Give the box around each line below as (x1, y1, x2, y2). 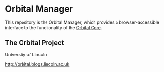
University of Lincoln (5, 52, 47, 57)
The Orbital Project (5, 39, 64, 47)
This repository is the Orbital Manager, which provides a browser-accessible (5, 19, 159, 25)
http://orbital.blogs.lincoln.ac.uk (5, 61, 70, 67)
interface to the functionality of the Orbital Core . (5, 24, 102, 30)
